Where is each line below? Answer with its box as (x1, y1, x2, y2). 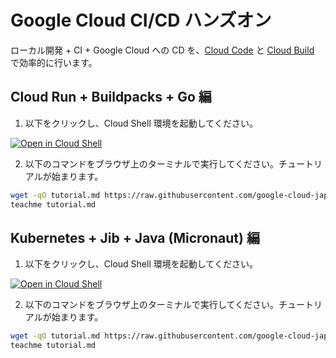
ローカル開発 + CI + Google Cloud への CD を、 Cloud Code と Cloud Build (10, 44, 315, 56)
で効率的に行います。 (10, 56, 98, 68)
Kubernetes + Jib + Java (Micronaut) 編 (10, 229, 260, 246)
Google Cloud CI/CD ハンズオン (10, 9, 272, 32)
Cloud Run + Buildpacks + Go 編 (10, 89, 212, 106)
